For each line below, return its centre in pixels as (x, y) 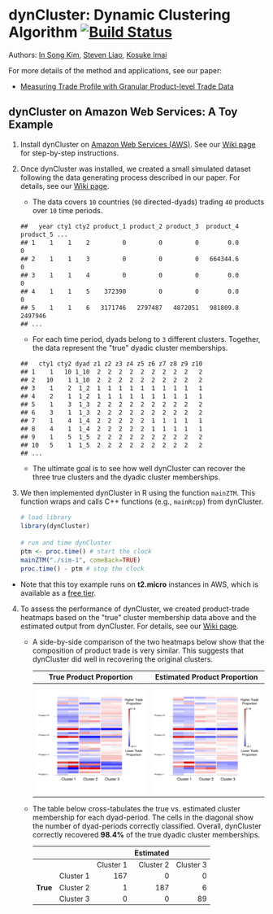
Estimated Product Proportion (206, 677)
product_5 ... (44, 234)
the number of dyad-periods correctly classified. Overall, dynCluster (147, 826)
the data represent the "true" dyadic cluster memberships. (130, 348)
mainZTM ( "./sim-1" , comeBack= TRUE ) (80, 560)
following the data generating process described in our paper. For (130, 177)
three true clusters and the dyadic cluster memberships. (126, 477)
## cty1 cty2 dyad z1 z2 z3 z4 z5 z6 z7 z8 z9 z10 (111, 364)
